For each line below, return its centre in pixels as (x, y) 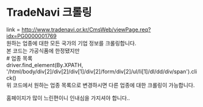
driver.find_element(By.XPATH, (45, 65)
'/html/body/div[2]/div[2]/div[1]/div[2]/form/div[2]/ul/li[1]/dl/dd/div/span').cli (101, 71)
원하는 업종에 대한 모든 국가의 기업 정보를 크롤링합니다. (71, 43)
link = (13, 29)
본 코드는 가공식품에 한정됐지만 (43, 50)
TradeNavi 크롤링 (49, 12)
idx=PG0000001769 (31, 36)
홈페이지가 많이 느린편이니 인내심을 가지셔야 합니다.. (68, 98)
